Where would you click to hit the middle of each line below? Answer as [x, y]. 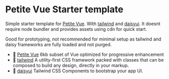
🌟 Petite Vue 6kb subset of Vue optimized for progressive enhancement [88, 54]
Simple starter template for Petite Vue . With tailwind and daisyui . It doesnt [83, 24]
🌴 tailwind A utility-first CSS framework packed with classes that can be [88, 60]
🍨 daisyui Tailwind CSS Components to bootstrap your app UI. [78, 71]
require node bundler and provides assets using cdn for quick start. [76, 29]
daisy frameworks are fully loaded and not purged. [58, 44]
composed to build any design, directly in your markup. [71, 65]
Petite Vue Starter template [64, 9]
